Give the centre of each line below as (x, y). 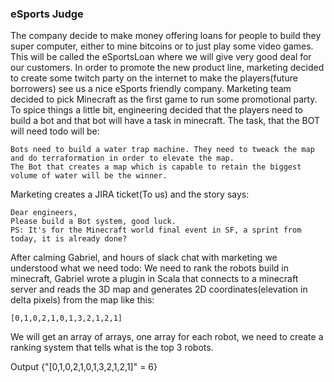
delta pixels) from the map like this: (82, 300)
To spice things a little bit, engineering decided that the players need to (156, 110)
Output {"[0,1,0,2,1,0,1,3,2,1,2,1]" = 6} (84, 367)
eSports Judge (47, 14)
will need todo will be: (55, 131)
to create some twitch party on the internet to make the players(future (154, 78)
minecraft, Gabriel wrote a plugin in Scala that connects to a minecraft (154, 279)
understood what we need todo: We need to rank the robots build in (150, 268)
